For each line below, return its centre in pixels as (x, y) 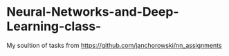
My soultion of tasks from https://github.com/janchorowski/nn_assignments (114, 45)
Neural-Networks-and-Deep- (93, 12)
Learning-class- (54, 26)
